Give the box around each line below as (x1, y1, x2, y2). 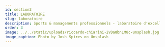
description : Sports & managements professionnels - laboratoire (5, 21, 141, 26)
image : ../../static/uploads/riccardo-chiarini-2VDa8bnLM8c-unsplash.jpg (5, 30, 160, 35)
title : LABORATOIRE (5, 12, 45, 17)
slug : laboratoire (5, 16, 43, 21)
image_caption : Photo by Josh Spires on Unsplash (5, 35, 109, 40)
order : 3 (5, 25, 23, 30)
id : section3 (5, 7, 32, 12)
